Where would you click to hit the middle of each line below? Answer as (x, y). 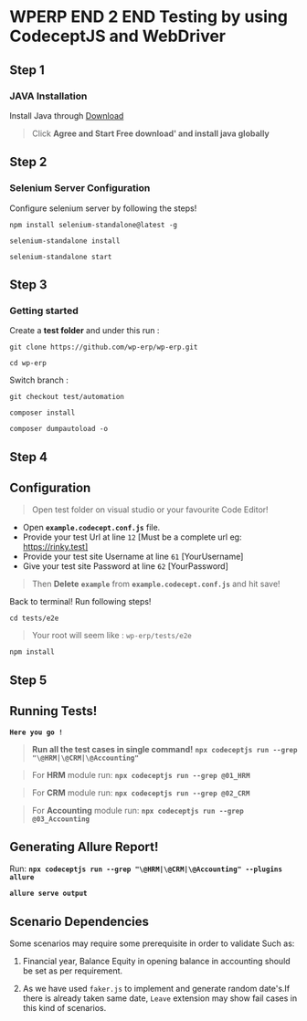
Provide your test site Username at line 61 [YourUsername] (133, 557)
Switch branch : (39, 380)
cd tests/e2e (34, 618)
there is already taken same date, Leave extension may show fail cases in (160, 998)
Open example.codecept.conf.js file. (91, 528)
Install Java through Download (67, 115)
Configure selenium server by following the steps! (103, 208)
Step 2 (28, 162)
